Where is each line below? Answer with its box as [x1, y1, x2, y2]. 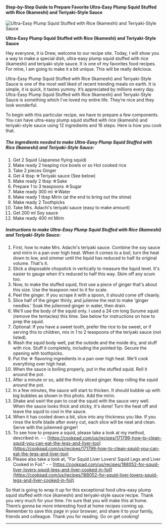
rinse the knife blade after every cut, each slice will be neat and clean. [12, 419, 156, 425]
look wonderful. [5, 102, 38, 108]
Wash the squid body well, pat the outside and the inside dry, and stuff [12, 340, 158, 346]
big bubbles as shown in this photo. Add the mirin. [12, 393, 115, 398]
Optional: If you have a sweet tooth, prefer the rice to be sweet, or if [12, 324, 152, 330]
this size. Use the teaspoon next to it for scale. [12, 287, 108, 293]
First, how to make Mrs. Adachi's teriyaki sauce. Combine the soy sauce [12, 245, 161, 251]
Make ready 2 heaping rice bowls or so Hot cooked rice [12, 162, 127, 168]
